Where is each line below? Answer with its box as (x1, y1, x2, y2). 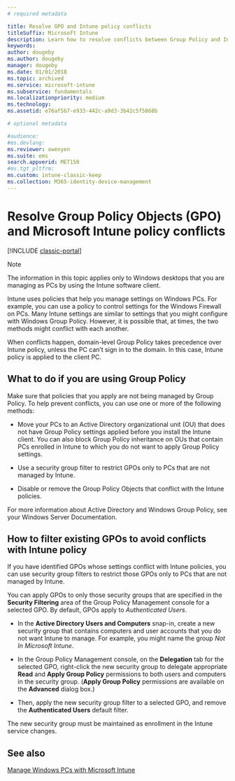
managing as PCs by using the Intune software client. (7, 281, 161, 289)
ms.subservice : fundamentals (7, 88, 92, 95)
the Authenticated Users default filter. (17, 706, 129, 715)
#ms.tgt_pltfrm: (7, 165, 55, 172)
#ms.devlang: (7, 139, 45, 146)
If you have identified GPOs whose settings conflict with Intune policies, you (7, 563, 227, 571)
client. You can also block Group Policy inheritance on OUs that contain (17, 435, 223, 443)
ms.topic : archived (7, 75, 64, 82)
